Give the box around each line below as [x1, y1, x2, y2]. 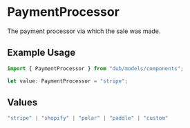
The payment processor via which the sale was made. [7, 27, 161, 35]
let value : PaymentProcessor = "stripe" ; [7, 77, 129, 85]
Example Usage [7, 47, 76, 58]
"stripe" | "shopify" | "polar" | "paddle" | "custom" [7, 115, 169, 122]
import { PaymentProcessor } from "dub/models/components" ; [7, 65, 184, 72]
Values [7, 96, 38, 108]
